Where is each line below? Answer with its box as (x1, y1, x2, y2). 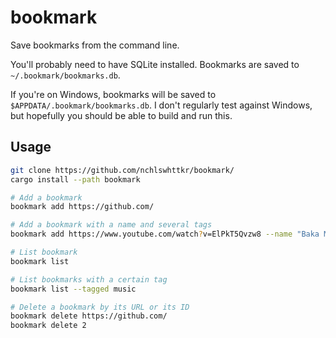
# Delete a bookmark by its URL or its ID (10, 302, 190, 312)
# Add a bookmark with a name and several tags (10, 220, 213, 230)
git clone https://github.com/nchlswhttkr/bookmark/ (10, 165, 235, 175)
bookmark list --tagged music (10, 284, 137, 294)
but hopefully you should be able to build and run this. (10, 109, 233, 121)
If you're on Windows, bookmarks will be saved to (10, 88, 217, 100)
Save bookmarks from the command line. (10, 39, 180, 51)
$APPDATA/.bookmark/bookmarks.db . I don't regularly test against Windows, (10, 99, 313, 111)
